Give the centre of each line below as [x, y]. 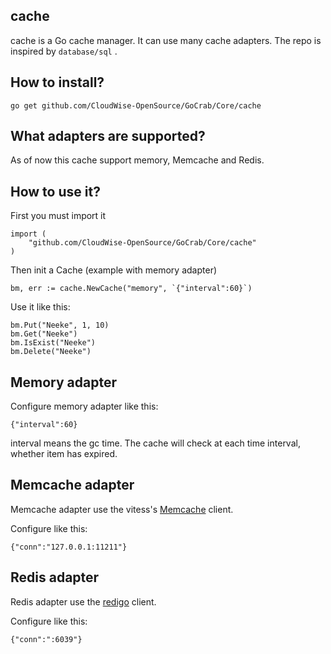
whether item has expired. [64, 454]
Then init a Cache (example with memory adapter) [114, 270]
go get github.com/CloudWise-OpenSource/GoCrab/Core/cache [136, 105]
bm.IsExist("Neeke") [53, 343]
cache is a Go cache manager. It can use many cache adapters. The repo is [166, 40]
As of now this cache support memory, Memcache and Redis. [137, 160]
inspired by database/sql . [64, 51]
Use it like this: [40, 307]
